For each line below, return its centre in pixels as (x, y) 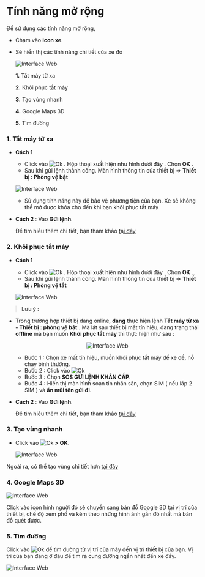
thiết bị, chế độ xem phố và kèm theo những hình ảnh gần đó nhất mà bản (99, 514)
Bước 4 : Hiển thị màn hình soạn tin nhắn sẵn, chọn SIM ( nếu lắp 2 (108, 383)
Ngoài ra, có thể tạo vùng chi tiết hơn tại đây (62, 466)
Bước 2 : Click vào (47, 370)
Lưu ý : (30, 309)
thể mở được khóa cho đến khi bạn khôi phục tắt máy (91, 207)
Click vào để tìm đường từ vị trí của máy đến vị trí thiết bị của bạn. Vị (100, 549)
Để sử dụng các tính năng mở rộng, (51, 28)
